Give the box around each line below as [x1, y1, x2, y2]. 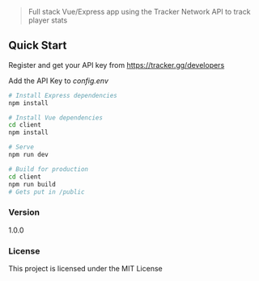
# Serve [8, 143, 35, 152]
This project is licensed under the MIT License [8, 264, 163, 274]
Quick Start [8, 39, 67, 52]
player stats [28, 15, 68, 25]
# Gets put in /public [8, 187, 85, 196]
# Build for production [8, 165, 89, 173]
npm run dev [8, 151, 49, 159]
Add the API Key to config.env [8, 76, 109, 86]
